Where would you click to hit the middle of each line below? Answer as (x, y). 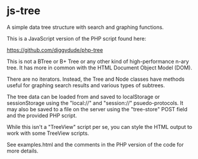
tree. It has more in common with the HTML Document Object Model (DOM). (100, 67)
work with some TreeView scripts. (48, 133)
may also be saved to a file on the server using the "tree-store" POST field (97, 109)
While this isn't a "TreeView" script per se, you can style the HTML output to (100, 127)
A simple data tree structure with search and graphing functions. (85, 27)
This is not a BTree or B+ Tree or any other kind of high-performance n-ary (98, 61)
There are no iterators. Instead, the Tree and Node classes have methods (96, 79)
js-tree (24, 11)
